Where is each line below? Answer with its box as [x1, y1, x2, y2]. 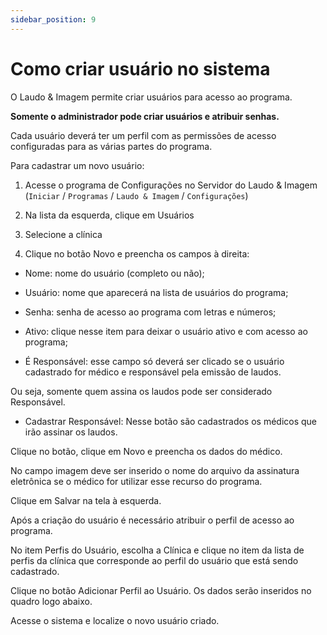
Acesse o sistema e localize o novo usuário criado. [10, 614, 220, 626]
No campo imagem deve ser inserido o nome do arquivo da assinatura [10, 464, 300, 476]
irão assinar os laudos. [24, 426, 118, 438]
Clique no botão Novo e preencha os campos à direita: [24, 247, 250, 260]
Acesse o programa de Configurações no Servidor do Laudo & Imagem [24, 179, 318, 191]
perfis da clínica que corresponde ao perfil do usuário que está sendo [10, 554, 299, 566]
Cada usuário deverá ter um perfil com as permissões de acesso [10, 129, 277, 141]
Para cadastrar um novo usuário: [10, 159, 145, 171]
